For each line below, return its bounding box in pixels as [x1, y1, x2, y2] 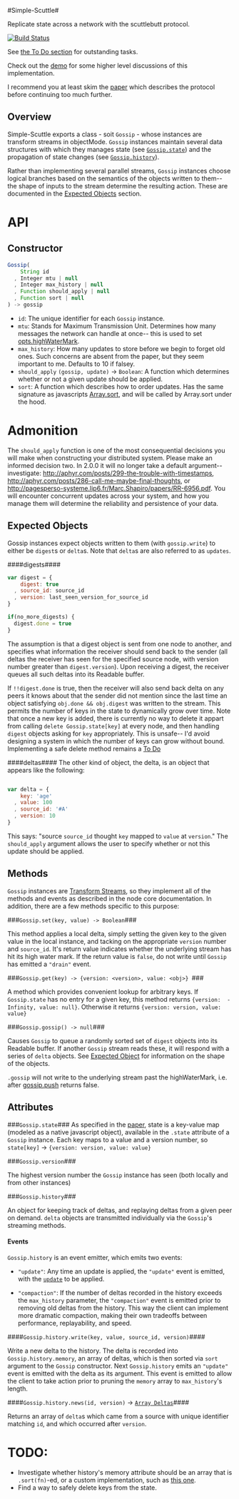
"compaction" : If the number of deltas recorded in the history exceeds [17, 1288, 223, 1297]
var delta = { [7, 786, 50, 793]
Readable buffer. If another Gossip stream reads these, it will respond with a [7, 1044, 230, 1052]
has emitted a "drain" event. [7, 960, 91, 968]
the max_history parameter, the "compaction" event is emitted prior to [17, 1296, 221, 1304]
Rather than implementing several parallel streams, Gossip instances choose [7, 166, 231, 175]
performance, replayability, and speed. [17, 1318, 132, 1327]
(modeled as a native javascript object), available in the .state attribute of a [7, 1127, 230, 1137]
